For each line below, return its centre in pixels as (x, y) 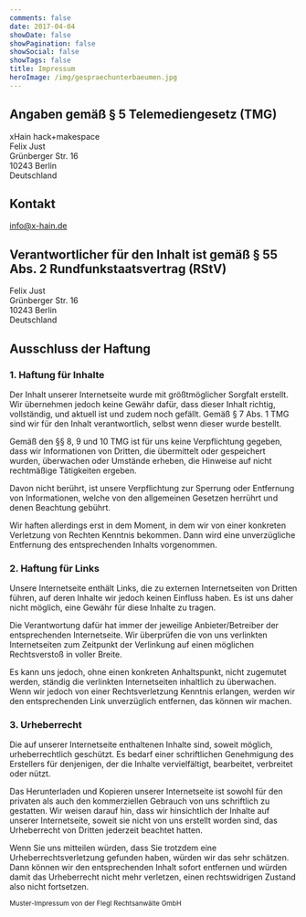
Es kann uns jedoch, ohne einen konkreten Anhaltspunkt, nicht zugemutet (148, 672)
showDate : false (40, 35)
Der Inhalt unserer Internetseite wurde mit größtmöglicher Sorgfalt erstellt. (149, 395)
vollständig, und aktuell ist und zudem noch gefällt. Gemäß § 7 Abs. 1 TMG (149, 414)
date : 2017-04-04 (42, 26)
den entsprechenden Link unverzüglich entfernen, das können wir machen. (151, 701)
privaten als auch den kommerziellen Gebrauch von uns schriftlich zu (140, 801)
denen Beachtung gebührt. (60, 507)
